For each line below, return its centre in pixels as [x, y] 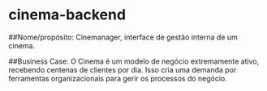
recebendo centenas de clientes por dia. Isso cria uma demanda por [123, 69]
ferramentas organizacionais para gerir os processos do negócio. [118, 78]
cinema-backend [67, 15]
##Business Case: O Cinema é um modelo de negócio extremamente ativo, [134, 61]
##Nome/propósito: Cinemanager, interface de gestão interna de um [123, 37]
